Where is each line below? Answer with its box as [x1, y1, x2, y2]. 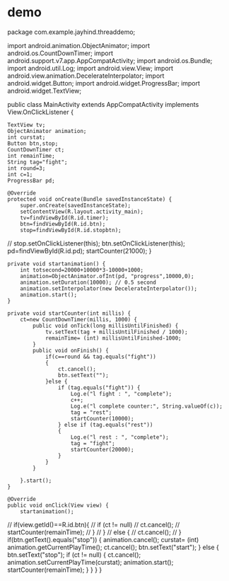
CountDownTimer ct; [7, 146, 65, 153]
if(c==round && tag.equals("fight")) [45, 353, 157, 360]
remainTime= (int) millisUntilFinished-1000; [45, 334, 182, 342]
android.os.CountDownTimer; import [7, 49, 114, 57]
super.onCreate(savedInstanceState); [20, 202, 131, 209]
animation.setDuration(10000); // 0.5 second [20, 279, 157, 286]
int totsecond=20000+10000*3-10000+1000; [20, 266, 143, 273]
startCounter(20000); [70, 446, 134, 453]
